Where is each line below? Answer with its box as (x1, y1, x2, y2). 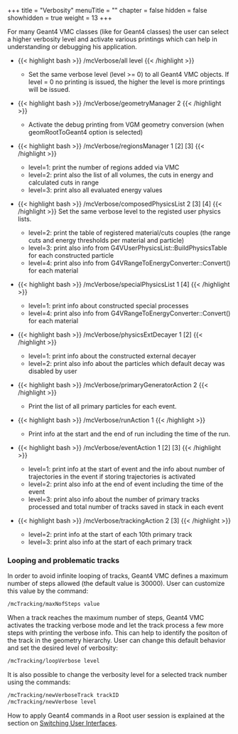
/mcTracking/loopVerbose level (7, 658, 100, 665)
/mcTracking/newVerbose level (7, 698, 97, 706)
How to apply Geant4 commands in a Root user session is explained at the (7, 711, 225, 720)
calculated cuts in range (28, 178, 99, 187)
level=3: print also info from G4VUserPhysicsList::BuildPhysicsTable (28, 243, 227, 252)
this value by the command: (7, 587, 89, 595)
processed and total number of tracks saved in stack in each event (28, 503, 224, 511)
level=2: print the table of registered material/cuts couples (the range (28, 229, 231, 237)
